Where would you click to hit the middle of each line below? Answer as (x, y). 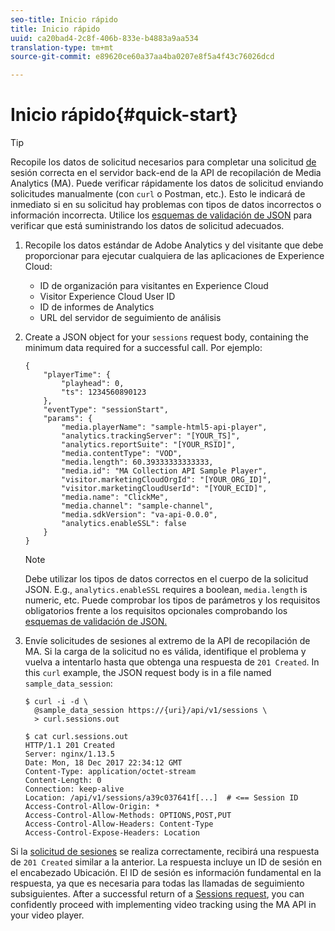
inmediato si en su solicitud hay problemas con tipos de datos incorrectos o (166, 205)
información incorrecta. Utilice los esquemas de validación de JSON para (161, 215)
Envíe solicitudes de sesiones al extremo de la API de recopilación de (167, 641)
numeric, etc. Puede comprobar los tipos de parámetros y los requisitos (172, 600)
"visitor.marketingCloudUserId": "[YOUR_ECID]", (164, 489)
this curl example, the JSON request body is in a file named (148, 673)
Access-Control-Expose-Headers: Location (112, 833)
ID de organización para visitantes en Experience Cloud (154, 286)
